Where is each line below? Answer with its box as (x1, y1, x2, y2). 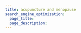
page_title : (9, 16, 35, 21)
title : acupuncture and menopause (5, 7, 77, 12)
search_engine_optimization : (5, 12, 65, 16)
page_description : (9, 20, 48, 26)
